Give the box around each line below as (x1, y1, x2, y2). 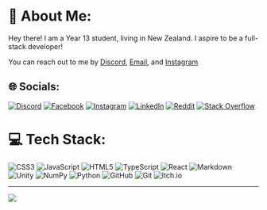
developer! (27, 41, 64, 51)
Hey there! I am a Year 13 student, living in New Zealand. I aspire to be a (8, 33, 244, 43)
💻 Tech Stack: (8, 130, 106, 148)
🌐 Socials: (8, 80, 60, 94)
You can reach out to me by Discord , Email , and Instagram (8, 57, 199, 67)
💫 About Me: (8, 7, 92, 25)
